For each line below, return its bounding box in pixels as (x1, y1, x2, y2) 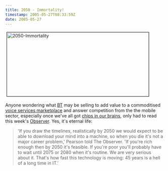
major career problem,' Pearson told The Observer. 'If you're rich (17, 139, 152, 145)
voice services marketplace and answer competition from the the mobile (5, 107, 156, 113)
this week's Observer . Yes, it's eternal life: (5, 118, 92, 124)
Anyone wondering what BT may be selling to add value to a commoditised (5, 102, 160, 108)
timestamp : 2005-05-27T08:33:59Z (5, 12, 76, 17)
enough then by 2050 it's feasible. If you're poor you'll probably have (17, 144, 162, 150)
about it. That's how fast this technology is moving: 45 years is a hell (17, 155, 160, 161)
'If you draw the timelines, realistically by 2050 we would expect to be (17, 128, 163, 134)
